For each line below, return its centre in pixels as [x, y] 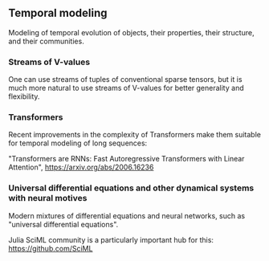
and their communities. [46, 41]
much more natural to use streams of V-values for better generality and [126, 88]
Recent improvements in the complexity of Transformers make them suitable [134, 135]
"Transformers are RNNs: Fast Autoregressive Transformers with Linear [126, 159]
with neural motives [48, 198]
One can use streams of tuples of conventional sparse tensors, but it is [125, 80]
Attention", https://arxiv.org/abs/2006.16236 [81, 167]
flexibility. [24, 96]
